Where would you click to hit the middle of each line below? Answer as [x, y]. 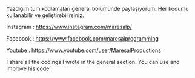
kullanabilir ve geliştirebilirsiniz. [45, 15]
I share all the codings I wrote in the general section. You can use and [93, 62]
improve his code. [29, 68]
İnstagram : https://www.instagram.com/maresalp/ [69, 27]
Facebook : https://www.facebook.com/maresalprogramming [83, 38]
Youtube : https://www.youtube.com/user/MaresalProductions [84, 50]
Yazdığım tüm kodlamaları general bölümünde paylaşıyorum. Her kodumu [97, 9]
